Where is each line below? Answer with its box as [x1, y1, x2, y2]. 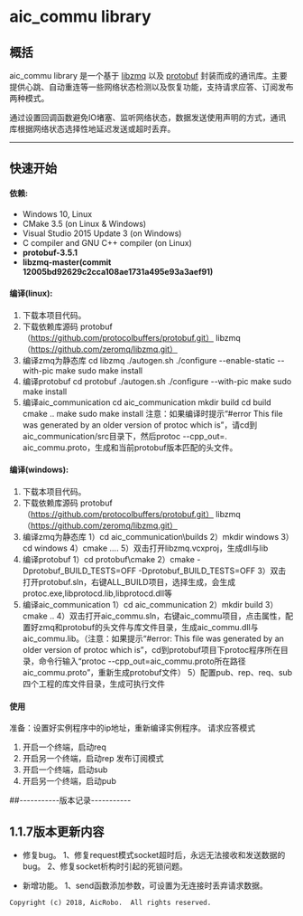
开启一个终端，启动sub [22, 764, 108, 775]
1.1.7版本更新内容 [9, 824, 105, 839]
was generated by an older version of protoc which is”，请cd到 [22, 419, 258, 430]
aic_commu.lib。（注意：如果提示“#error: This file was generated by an [22, 633, 284, 644]
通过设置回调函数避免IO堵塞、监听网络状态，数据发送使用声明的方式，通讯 [9, 112, 287, 123]
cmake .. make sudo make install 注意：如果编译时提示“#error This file [22, 408, 283, 419]
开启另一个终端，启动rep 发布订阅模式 [22, 753, 164, 764]
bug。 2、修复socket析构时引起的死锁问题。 [22, 861, 188, 872]
